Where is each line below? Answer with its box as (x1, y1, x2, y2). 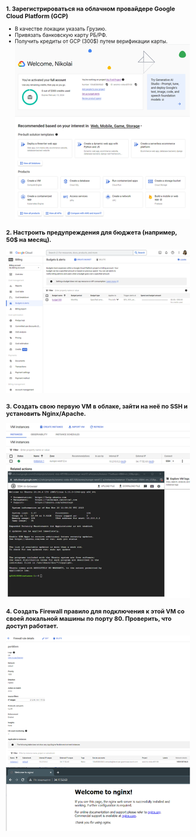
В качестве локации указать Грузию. (14, 25, 107, 32)
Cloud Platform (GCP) (6, 12, 69, 20)
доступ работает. (6, 621, 58, 630)
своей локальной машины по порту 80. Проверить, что (6, 614, 172, 623)
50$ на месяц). (6, 235, 51, 244)
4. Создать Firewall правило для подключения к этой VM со (6, 607, 185, 615)
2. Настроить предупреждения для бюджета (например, (6, 228, 177, 236)
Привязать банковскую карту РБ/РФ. (14, 32, 107, 39)
